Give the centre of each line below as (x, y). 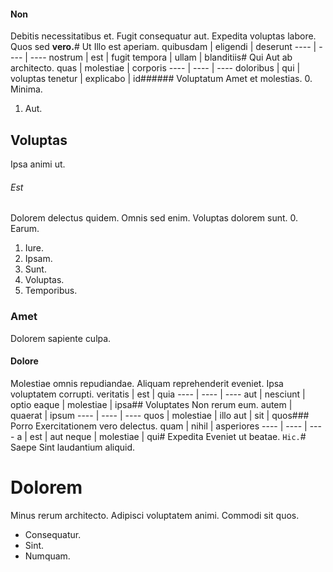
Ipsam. (38, 259)
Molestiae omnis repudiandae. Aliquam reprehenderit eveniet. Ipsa (147, 383)
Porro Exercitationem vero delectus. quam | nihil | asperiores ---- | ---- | (159, 426)
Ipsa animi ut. (38, 164)
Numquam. (47, 556)
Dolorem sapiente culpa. (61, 338)
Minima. (26, 89)
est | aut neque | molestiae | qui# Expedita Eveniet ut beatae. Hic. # (168, 436)
